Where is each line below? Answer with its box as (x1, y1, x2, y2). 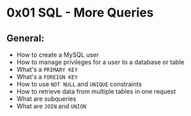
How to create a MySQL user (16, 50, 100, 59)
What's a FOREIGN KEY (16, 72, 78, 81)
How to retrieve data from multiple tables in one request (16, 88, 176, 95)
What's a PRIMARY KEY (16, 66, 78, 73)
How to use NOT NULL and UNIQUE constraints (16, 80, 143, 88)
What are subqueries (16, 95, 77, 103)
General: (6, 32, 45, 44)
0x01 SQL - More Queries (6, 5, 154, 21)
